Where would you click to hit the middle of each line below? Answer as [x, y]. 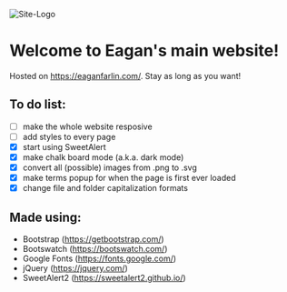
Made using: [45, 217]
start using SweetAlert [64, 146]
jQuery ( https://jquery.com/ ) [75, 268]
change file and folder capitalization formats [105, 188]
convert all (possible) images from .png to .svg [110, 167]
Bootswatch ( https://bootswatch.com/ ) [95, 249]
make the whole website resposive [87, 126]
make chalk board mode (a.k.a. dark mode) [103, 157]
